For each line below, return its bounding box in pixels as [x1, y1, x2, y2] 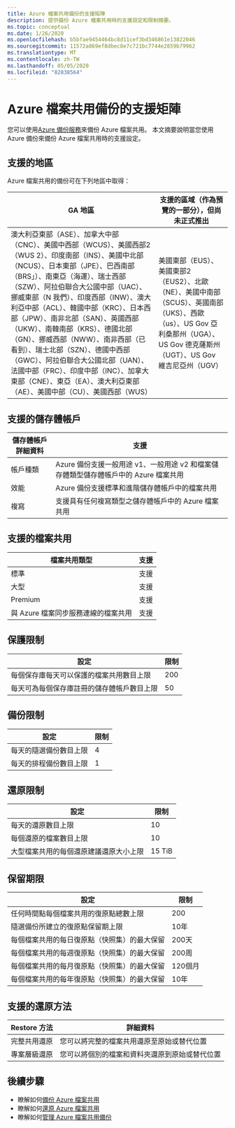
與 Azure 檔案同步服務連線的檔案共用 [10, 608, 133, 618]
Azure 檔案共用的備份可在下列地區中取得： [7, 176, 131, 185]
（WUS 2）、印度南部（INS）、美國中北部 [10, 251, 144, 260]
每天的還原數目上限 [10, 820, 75, 830]
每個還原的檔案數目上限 [10, 833, 89, 843]
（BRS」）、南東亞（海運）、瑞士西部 [10, 272, 127, 281]
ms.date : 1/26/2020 [7, 29, 64, 37]
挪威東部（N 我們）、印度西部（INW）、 [10, 292, 138, 302]
